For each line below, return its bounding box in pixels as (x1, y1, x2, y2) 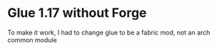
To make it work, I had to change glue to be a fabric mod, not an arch (7, 28, 211, 37)
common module (7, 35, 57, 44)
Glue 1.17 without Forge (7, 5, 147, 21)
